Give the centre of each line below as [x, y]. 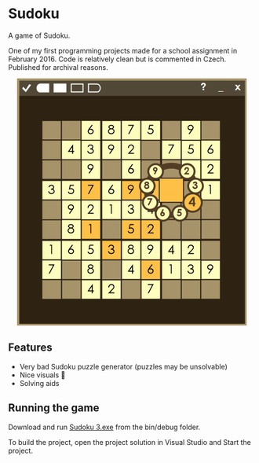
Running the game [54, 408]
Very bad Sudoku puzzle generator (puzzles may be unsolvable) [123, 366]
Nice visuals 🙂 [42, 375]
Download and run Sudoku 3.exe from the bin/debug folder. [104, 427]
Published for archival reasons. [58, 67]
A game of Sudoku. [39, 35]
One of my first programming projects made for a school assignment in [123, 50]
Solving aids [39, 383]
